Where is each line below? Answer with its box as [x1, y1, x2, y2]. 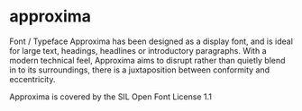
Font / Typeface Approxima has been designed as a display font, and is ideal [9, 36, 293, 47]
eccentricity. [9, 73, 56, 84]
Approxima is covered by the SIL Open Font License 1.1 [9, 91, 212, 102]
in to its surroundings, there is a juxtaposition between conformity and [9, 64, 270, 75]
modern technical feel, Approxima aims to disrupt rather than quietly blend [9, 55, 286, 65]
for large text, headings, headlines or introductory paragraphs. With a [9, 45, 268, 55]
